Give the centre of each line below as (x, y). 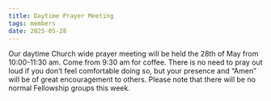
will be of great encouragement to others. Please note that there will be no (132, 80)
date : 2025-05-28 (38, 31)
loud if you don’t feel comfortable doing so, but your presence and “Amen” (133, 71)
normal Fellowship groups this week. (70, 88)
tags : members (32, 23)
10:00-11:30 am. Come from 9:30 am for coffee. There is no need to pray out (135, 62)
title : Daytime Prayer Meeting (61, 16)
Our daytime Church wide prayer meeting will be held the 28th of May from (133, 54)
